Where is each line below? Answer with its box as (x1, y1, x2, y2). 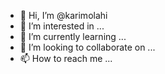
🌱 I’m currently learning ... (19, 31, 127, 42)
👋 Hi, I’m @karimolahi (19, 10, 108, 21)
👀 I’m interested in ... (19, 20, 105, 32)
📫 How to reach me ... (19, 53, 113, 64)
